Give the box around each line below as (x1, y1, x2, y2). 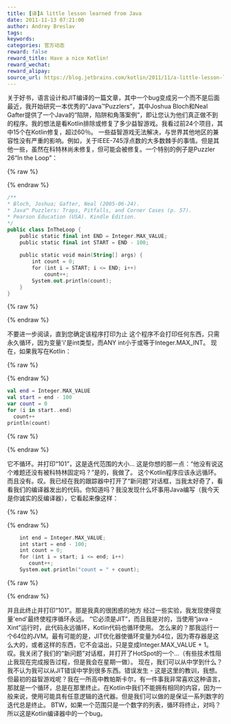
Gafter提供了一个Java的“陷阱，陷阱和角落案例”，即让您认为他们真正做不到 (7, 111, 219, 119)
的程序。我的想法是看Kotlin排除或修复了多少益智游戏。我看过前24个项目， (7, 120, 218, 128)
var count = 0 (7, 400, 48, 408)
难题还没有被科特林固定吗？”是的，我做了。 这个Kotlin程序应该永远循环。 (12, 468, 220, 476)
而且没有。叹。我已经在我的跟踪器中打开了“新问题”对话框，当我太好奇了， (7, 476, 218, 485)
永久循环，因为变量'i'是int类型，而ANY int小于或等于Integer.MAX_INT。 (7, 338, 210, 347)
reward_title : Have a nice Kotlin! (7, 55, 109, 62)
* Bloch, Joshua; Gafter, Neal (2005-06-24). (7, 201, 140, 208)
